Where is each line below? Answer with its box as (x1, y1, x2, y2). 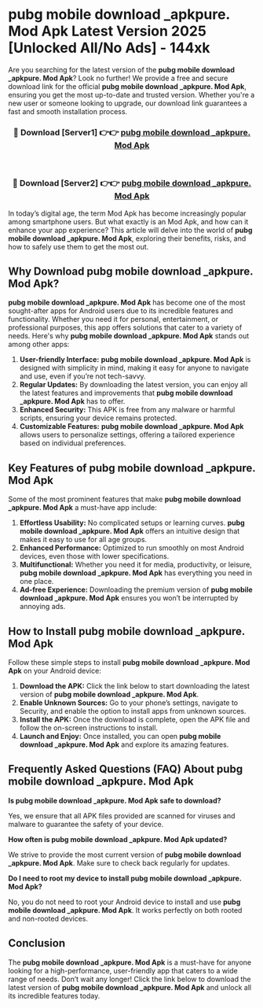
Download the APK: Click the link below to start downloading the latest (19, 681, 250, 690)
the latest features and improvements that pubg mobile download (19, 388, 233, 398)
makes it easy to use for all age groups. (19, 535, 148, 545)
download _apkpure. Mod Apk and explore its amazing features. (19, 740, 229, 749)
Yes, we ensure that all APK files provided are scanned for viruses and (8, 810, 236, 820)
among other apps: (8, 340, 70, 349)
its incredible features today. (8, 991, 100, 1000)
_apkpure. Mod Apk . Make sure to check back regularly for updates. (8, 858, 230, 867)
